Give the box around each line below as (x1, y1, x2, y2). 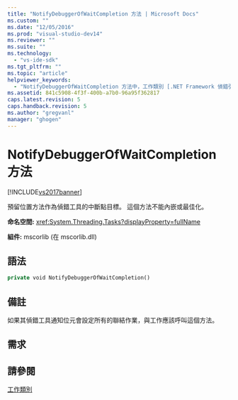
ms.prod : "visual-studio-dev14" (7, 30, 103, 38)
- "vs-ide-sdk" (13, 57, 59, 64)
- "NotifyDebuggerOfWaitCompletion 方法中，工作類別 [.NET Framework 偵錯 (13, 83, 229, 90)
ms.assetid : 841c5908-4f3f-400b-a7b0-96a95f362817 (7, 89, 160, 96)
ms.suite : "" (7, 43, 46, 50)
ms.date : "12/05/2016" (7, 23, 74, 30)
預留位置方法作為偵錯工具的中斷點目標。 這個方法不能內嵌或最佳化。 (7, 202, 208, 211)
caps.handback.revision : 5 (7, 103, 87, 110)
